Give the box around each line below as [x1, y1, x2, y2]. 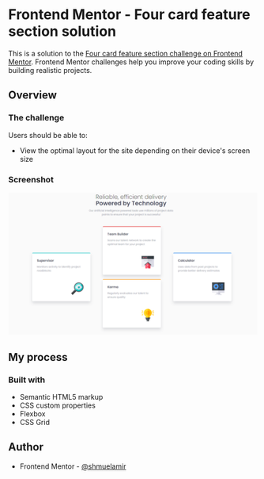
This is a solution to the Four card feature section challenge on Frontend [8, 48, 243, 58]
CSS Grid [19, 418, 50, 427]
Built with [8, 374, 46, 385]
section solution [8, 22, 117, 40]
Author [8, 440, 43, 454]
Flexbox [19, 409, 46, 419]
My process [8, 351, 68, 364]
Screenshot [8, 174, 54, 185]
